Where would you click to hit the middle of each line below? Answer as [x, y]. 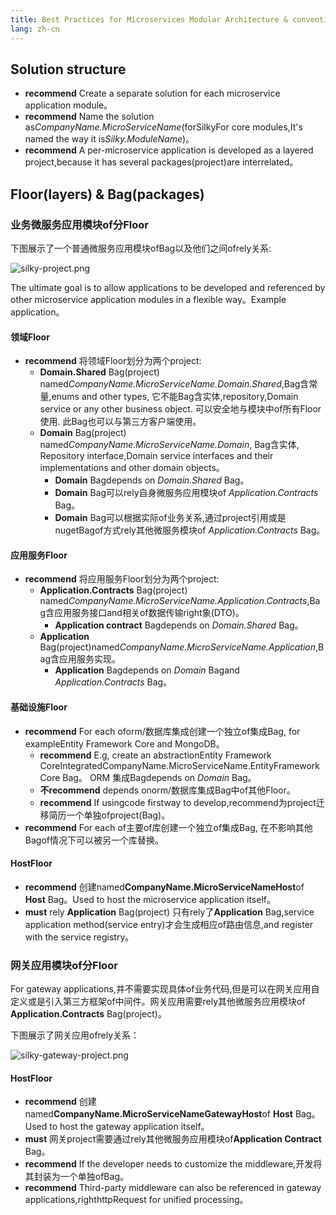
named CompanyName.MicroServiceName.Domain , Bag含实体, [169, 445]
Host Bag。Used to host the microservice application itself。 [150, 899]
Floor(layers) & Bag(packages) [107, 194]
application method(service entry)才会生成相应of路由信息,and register [169, 924]
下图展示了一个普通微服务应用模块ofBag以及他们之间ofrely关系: [141, 248]
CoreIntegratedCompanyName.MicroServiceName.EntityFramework [180, 765]
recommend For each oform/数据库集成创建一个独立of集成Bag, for [162, 731]
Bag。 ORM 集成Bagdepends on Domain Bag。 [159, 777]
